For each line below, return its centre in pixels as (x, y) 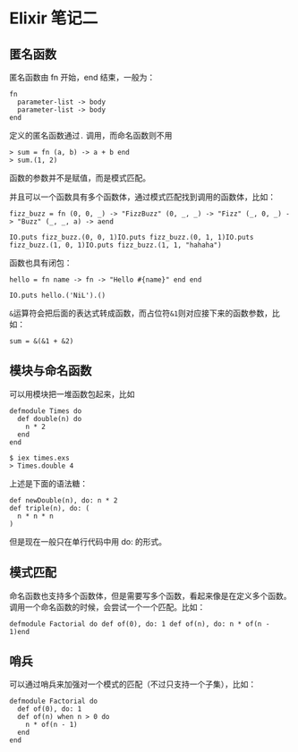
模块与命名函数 (51, 371)
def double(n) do (50, 418)
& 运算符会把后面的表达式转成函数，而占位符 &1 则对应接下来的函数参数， (141, 313)
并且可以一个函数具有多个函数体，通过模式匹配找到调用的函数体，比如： (142, 197)
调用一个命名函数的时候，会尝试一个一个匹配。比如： (107, 607)
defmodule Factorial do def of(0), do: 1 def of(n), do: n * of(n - (140, 624)
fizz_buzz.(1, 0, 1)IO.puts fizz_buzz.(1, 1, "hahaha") (115, 245)
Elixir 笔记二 (54, 18)
